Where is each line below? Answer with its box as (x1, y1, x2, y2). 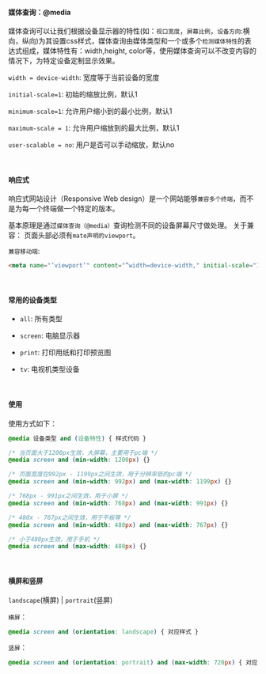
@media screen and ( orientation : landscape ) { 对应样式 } (8, 627, 199, 636)
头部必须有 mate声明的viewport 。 (37, 230, 140, 240)
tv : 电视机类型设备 (19, 365, 81, 374)
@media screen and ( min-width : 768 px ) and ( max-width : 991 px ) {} (8, 499, 229, 507)
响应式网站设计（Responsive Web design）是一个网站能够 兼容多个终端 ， (8, 194, 240, 203)
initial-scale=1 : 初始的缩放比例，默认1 (8, 89, 139, 99)
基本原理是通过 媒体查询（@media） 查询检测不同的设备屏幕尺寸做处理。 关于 (8, 221, 248, 230)
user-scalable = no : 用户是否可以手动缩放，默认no (8, 140, 175, 150)
